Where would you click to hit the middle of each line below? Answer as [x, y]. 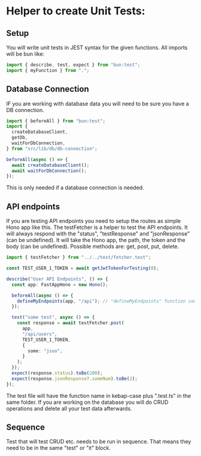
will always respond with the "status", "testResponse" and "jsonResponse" [98, 234]
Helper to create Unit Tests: [76, 11]
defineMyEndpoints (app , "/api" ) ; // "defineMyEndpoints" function [101, 301]
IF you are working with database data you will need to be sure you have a [98, 104]
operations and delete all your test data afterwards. [69, 408]
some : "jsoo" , [45, 351]
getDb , [20, 138]
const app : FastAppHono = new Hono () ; [60, 285]
